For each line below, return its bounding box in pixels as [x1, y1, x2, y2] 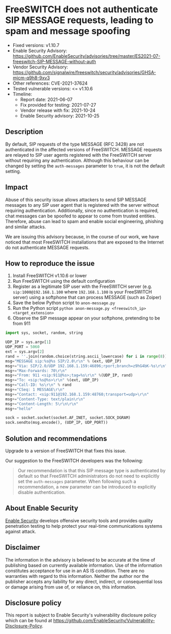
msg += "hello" [5, 406, 33, 411]
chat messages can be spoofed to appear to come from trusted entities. [5, 213, 156, 219]
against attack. [5, 528, 37, 534]
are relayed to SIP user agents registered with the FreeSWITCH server [5, 152, 152, 158]
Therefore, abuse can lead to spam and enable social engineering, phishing [5, 218, 164, 224]
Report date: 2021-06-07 [20, 96, 73, 103]
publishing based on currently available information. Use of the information [5, 562, 162, 568]
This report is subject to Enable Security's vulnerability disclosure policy [5, 612, 157, 618]
